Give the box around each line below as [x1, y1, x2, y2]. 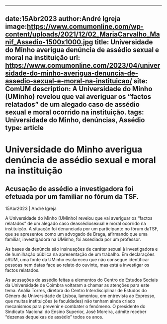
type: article [5, 124, 44, 132]
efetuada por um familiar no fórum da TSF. [5, 192, 139, 201]
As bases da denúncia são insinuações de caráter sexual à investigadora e [5, 246, 158, 252]
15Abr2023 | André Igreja [5, 205, 57, 212]
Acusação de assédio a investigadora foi [5, 184, 133, 193]
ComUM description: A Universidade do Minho [5, 85, 153, 93]
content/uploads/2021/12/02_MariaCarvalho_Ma [5, 30, 160, 39]
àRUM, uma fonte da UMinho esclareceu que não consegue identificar [5, 257, 150, 263]
